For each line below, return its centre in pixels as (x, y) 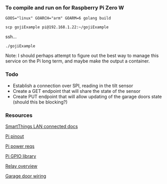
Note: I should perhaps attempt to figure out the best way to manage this (82, 56)
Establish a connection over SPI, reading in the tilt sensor (73, 86)
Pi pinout (15, 136)
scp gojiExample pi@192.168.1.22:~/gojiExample (57, 27)
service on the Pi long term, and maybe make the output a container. (78, 61)
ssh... (11, 37)
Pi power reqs (20, 146)
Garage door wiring (26, 176)
